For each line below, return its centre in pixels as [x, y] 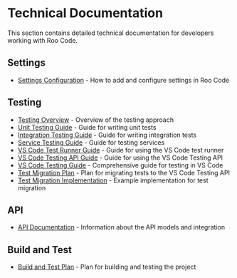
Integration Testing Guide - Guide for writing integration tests [107, 135]
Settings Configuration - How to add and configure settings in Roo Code [123, 80]
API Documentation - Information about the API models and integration [121, 227]
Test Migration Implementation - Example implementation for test [113, 180]
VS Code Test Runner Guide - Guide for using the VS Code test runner [121, 150]
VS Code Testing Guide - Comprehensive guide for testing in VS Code [120, 165]
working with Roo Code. [43, 40]
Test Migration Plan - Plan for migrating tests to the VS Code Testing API [123, 173]
